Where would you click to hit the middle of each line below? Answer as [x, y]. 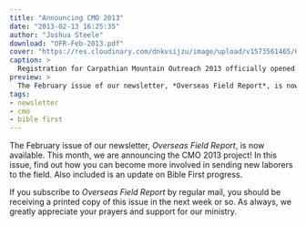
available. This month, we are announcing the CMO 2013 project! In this [143, 155]
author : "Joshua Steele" [56, 35]
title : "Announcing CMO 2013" [67, 18]
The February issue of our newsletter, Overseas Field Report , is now [137, 146]
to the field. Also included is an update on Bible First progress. [126, 175]
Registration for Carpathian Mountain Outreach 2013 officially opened [157, 69]
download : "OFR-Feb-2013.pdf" [67, 43]
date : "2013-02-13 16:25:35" [65, 26]
